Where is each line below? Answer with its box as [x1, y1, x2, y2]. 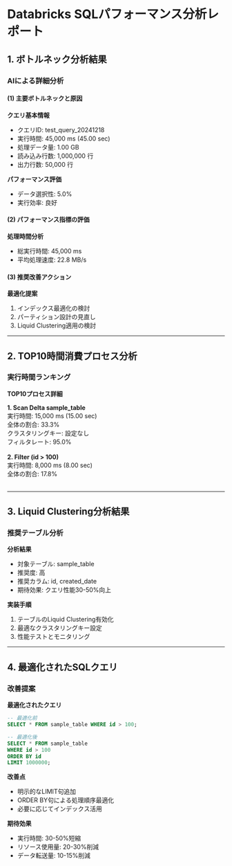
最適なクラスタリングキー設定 [17, 624, 102, 632]
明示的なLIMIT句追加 [17, 787, 76, 796]
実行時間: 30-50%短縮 [17, 834, 81, 842]
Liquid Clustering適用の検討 [17, 321, 97, 330]
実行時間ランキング [7, 372, 71, 382]
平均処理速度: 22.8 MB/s [17, 255, 87, 264]
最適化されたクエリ [7, 701, 62, 710]
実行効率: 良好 [17, 198, 57, 206]
